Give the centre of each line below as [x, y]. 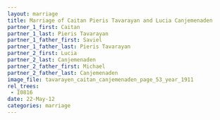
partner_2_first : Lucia [42, 54]
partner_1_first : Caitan [44, 27]
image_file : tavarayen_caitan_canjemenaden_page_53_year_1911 [100, 79]
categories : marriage [39, 106]
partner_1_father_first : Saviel [55, 40]
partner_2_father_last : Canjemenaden [63, 73]
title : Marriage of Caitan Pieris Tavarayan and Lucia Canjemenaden [110, 20]
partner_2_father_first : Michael [56, 66]
